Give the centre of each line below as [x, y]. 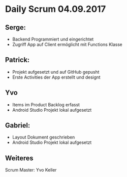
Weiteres [19, 158]
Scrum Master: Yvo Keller [31, 170]
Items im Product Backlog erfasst [46, 104]
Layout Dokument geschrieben [44, 137]
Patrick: [17, 60]
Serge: [16, 27]
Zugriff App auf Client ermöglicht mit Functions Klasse [67, 44]
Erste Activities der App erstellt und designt [56, 77]
